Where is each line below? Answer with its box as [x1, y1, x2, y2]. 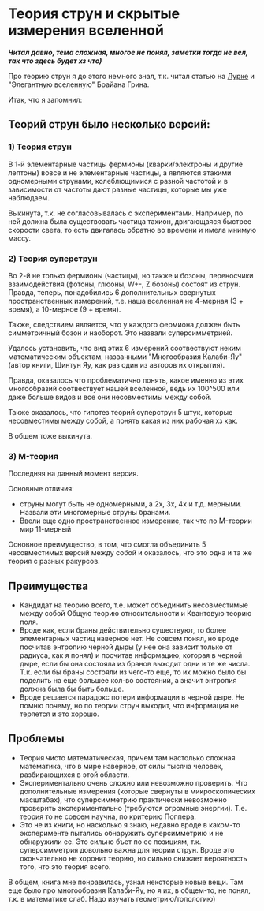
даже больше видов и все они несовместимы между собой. [8, 392, 212, 401]
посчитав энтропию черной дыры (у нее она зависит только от [19, 642, 233, 652]
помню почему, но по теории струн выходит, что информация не [19, 701, 239, 711]
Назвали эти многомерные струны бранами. [19, 508, 171, 517]
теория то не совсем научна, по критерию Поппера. [19, 812, 197, 821]
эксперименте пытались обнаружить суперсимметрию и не [19, 828, 224, 838]
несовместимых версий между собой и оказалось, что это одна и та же [8, 548, 253, 558]
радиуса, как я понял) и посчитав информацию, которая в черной [19, 651, 243, 660]
